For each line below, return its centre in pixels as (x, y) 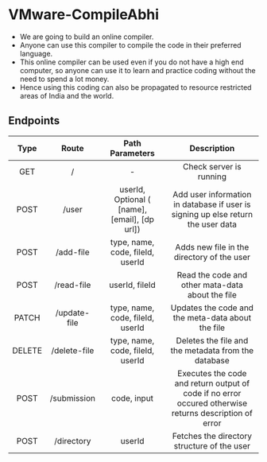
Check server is (212, 166)
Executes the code (212, 373)
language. (36, 53)
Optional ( (132, 199)
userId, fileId (133, 285)
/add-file (72, 252)
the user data (212, 224)
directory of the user (212, 257)
